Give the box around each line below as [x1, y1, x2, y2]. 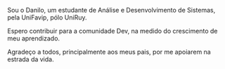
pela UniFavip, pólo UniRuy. [7, 13, 87, 22]
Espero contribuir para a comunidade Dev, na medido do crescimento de [7, 27, 218, 35]
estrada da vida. [7, 55, 54, 63]
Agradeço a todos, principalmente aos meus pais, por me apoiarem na [7, 48, 211, 56]
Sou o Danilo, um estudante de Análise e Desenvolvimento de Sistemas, [7, 6, 216, 14]
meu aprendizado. [7, 34, 60, 43]
